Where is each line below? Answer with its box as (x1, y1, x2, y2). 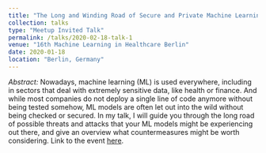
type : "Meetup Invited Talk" (8, 26, 104, 34)
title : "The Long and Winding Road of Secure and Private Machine (8, 11, 232, 20)
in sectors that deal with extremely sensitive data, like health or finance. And (8, 85, 257, 95)
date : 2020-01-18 (8, 48, 66, 56)
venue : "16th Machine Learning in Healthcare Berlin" (8, 41, 190, 49)
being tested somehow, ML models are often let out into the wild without (8, 102, 244, 111)
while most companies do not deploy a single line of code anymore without (8, 94, 253, 103)
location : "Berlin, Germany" (8, 56, 104, 64)
